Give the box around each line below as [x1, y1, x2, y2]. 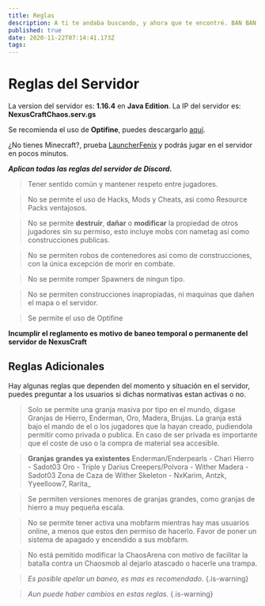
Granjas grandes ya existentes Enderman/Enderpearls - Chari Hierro [27, 453, 255, 463]
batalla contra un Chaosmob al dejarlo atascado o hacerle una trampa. [27, 559, 258, 568]
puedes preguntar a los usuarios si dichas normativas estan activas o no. [8, 389, 247, 399]
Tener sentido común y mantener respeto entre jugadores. [27, 180, 218, 189]
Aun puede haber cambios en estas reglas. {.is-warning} [27, 589, 214, 598]
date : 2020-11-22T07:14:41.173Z [8, 33, 115, 42]
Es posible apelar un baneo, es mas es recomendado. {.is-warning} [27, 574, 249, 583]
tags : [8, 41, 26, 49]
